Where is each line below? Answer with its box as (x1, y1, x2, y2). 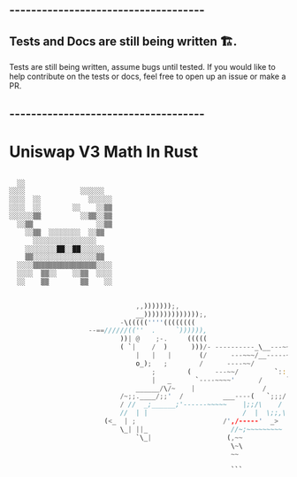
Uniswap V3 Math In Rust (9, 142, 199, 162)
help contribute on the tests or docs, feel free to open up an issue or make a (9, 71, 286, 82)
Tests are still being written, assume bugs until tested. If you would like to (9, 62, 276, 73)
